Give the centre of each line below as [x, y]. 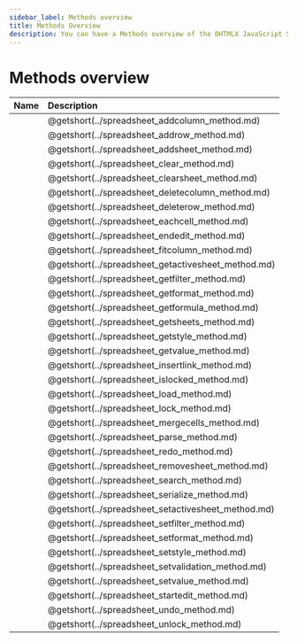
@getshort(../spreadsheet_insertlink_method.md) [150, 366]
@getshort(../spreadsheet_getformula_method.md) [153, 308]
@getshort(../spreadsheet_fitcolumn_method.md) [150, 251]
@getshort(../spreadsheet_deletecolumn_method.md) [159, 193]
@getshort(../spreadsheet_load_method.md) [140, 394]
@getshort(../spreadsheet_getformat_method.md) [151, 293]
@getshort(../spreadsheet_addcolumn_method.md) [154, 120]
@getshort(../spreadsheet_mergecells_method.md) [154, 423]
